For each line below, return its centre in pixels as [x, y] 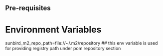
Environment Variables [53, 29]
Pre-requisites [28, 8]
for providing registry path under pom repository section [63, 49]
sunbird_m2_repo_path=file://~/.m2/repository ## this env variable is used [81, 43]
